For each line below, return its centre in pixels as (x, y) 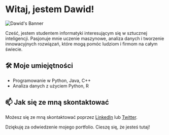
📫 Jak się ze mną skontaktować (57, 102)
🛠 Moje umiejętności (39, 66)
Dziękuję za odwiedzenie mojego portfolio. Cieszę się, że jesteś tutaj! (78, 127)
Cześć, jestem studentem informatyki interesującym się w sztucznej (76, 33)
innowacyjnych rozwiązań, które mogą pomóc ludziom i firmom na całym (81, 43)
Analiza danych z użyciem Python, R (50, 86)
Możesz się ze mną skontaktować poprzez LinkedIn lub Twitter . (72, 117)
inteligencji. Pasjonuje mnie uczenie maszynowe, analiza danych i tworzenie (85, 38)
